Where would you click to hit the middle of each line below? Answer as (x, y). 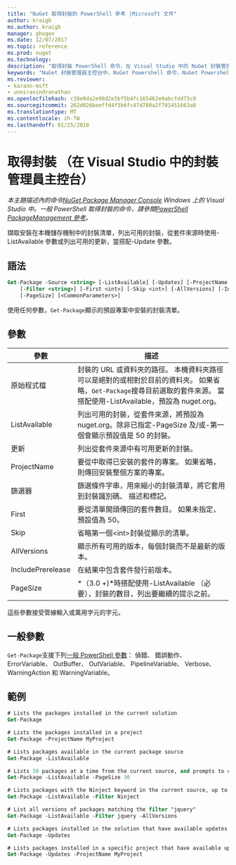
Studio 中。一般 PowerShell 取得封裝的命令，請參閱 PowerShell (98, 209)
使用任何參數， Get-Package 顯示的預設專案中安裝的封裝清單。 (96, 309)
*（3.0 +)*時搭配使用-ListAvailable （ (140, 583)
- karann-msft (28, 86)
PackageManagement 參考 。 (50, 218)
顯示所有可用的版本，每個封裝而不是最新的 (147, 546)
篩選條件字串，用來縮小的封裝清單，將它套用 (151, 485)
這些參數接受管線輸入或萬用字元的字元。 (66, 612)
